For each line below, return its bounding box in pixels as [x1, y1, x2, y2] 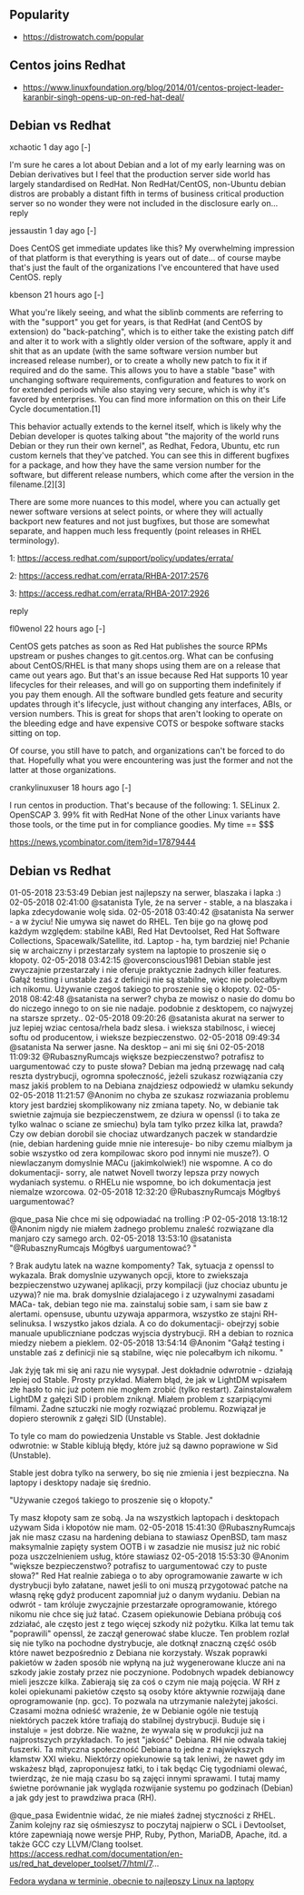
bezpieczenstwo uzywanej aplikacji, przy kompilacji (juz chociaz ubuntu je [9, 1280, 288, 1291]
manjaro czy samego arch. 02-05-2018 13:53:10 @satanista [9, 1233, 232, 1244]
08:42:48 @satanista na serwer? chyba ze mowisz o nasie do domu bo [29, 994, 296, 1005]
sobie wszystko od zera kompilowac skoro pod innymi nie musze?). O [9, 1148, 270, 1159]
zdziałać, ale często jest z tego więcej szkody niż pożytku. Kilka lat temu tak [9, 1619, 295, 1630]
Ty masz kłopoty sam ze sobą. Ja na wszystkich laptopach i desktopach [9, 1513, 279, 1523]
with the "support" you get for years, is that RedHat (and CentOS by [9, 317, 263, 328]
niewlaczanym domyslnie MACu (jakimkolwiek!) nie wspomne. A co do [9, 1157, 273, 1168]
